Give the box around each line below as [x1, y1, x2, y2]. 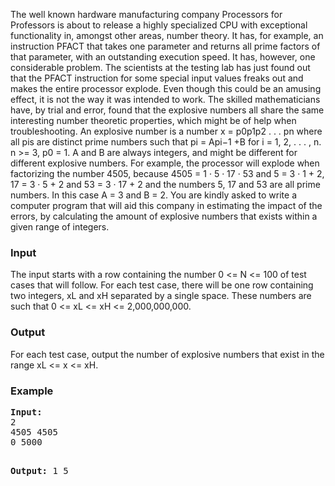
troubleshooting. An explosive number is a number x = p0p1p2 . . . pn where [10, 125, 323, 137]
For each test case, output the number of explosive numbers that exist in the [10, 348, 325, 360]
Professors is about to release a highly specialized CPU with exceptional [10, 19, 308, 31]
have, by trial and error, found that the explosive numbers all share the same [10, 104, 325, 116]
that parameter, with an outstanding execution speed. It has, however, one [10, 51, 316, 63]
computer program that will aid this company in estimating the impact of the [10, 200, 323, 211]
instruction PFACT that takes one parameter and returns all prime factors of [10, 40, 321, 52]
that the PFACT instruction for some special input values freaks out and [10, 72, 304, 84]
